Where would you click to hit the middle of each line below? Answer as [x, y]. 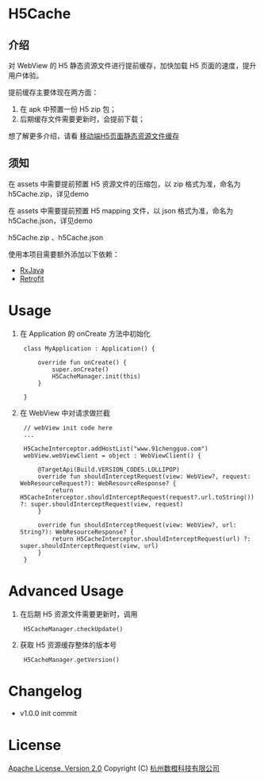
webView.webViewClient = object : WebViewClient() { [112, 456]
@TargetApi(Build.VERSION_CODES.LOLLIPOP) [109, 469]
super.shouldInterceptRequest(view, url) [89, 546]
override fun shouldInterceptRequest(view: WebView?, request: [144, 477]
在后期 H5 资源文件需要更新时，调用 [78, 614]
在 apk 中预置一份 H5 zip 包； [68, 109]
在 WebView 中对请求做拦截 [65, 412]
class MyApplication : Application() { [89, 348]
